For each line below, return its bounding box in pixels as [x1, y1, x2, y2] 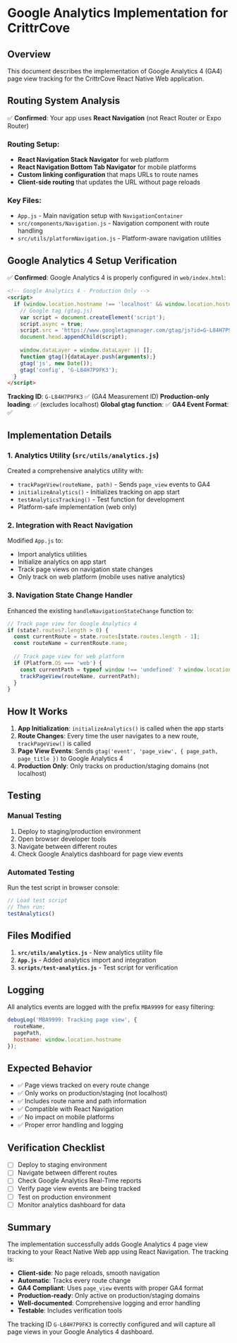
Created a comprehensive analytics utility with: [7, 467, 144, 475]
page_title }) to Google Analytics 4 [17, 755, 123, 763]
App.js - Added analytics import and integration [17, 956, 157, 965]
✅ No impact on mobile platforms [17, 1112, 115, 1122]
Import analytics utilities [17, 550, 87, 559]
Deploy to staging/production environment [17, 827, 141, 835]
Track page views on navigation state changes [17, 565, 153, 574]
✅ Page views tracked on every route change [17, 1081, 150, 1090]
